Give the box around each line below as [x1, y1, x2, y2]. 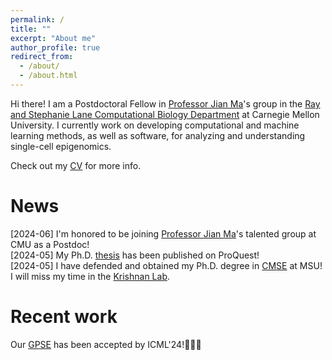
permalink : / [10, 14, 65, 25]
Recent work [10, 306, 118, 328]
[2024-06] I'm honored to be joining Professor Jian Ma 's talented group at [10, 227, 317, 240]
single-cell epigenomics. [10, 140, 112, 152]
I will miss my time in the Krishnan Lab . [10, 270, 171, 282]
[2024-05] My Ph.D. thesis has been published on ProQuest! [10, 249, 260, 261]
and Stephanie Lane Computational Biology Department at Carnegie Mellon [10, 108, 320, 120]
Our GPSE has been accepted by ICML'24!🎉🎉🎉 [10, 338, 202, 350]
